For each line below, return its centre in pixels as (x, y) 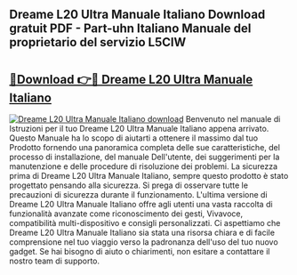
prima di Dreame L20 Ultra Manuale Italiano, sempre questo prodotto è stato (149, 176)
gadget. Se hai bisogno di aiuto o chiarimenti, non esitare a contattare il (140, 251)
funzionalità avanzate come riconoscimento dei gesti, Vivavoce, (126, 214)
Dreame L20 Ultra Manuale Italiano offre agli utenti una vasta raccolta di (141, 204)
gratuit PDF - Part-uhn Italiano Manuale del (130, 29)
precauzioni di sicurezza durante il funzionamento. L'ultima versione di (139, 194)
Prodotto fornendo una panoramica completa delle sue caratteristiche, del (144, 147)
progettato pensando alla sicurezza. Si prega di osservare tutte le (129, 185)
